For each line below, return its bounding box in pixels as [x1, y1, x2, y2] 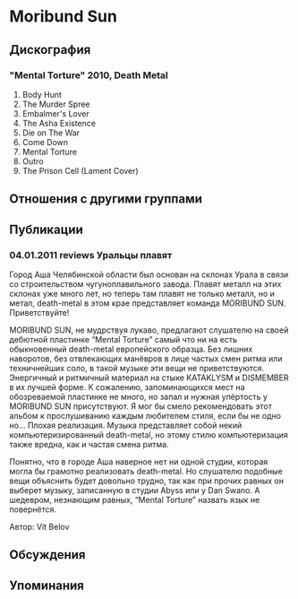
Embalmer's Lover [21, 108, 89, 118]
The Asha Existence [21, 117, 97, 128]
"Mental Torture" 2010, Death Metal [9, 69, 168, 82]
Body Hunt [21, 89, 63, 100]
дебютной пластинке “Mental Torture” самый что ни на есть [9, 334, 237, 344]
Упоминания [9, 577, 85, 593]
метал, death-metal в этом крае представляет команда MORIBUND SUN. [9, 298, 286, 308]
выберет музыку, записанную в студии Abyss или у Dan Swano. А [9, 484, 260, 495]
